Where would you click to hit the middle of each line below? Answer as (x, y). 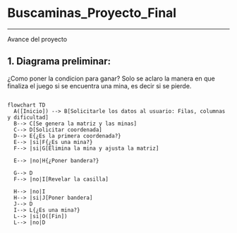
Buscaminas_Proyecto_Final (92, 13)
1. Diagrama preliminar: (59, 61)
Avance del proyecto (37, 39)
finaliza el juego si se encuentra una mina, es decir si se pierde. (99, 85)
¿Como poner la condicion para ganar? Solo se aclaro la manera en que (111, 78)
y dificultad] (28, 117)
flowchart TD (26, 105)
